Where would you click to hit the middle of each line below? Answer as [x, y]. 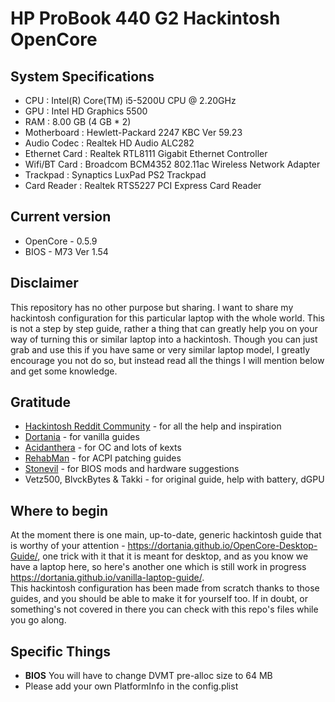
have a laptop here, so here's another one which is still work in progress [158, 567]
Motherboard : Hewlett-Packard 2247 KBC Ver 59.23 [133, 132]
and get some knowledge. [64, 371]
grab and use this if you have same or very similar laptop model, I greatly [160, 349]
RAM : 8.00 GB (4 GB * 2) [78, 121]
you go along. [38, 620]
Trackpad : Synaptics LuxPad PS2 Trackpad [115, 175]
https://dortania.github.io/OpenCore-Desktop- [222, 546]
